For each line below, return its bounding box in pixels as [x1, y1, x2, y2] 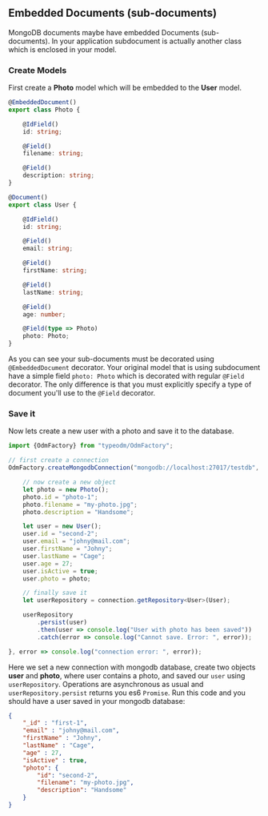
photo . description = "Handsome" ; [22, 508, 134, 516]
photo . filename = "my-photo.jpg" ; [22, 500, 138, 508]
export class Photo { [8, 106, 81, 114]
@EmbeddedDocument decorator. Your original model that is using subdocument [8, 363, 261, 372]
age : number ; [22, 310, 66, 319]
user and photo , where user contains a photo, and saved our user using [8, 670, 246, 680]
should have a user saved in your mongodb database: [8, 696, 186, 705]
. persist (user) [37, 618, 88, 627]
